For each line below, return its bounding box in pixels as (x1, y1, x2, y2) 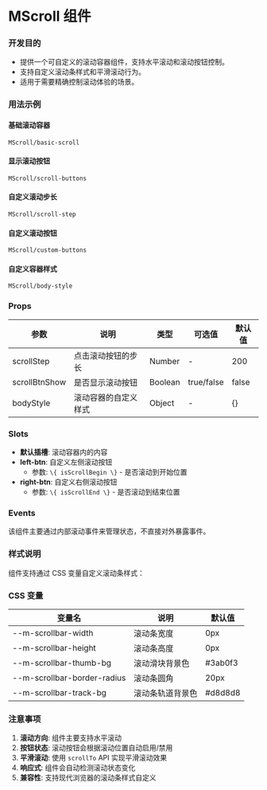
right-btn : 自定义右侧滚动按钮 (19, 477, 118, 487)
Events (8, 507, 36, 518)
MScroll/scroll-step (8, 210, 77, 219)
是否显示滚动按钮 (73, 377, 137, 388)
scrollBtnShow (12, 376, 66, 387)
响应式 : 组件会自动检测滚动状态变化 (19, 763, 136, 772)
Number (149, 355, 180, 366)
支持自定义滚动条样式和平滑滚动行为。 (19, 67, 145, 76)
